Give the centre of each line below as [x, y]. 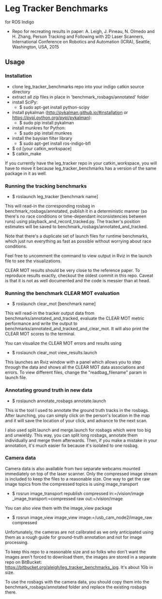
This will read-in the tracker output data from [50, 313]
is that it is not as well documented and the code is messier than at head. [78, 280]
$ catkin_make [27, 154]
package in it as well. [26, 173]
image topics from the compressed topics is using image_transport [72, 484]
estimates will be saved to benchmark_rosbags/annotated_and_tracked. [76, 226]
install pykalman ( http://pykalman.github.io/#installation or [70, 112]
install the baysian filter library [42, 138]
